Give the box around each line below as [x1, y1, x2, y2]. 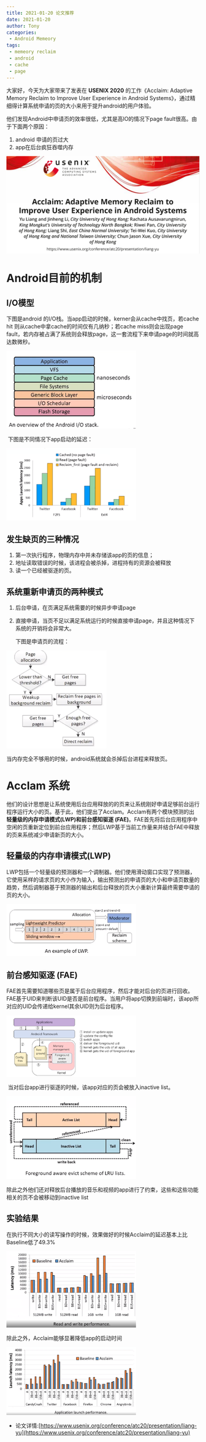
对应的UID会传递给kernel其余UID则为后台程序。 [6, 1002, 127, 1010]
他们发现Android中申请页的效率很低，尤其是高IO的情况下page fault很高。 [6, 115, 192, 122]
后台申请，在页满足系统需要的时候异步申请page [15, 604, 136, 611]
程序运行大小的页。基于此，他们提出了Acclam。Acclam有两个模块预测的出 [6, 808, 195, 815]
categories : [6, 29, 37, 36]
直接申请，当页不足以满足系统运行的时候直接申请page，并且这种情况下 [15, 617, 195, 624]
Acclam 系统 [6, 779, 71, 793]
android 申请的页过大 [15, 136, 69, 143]
